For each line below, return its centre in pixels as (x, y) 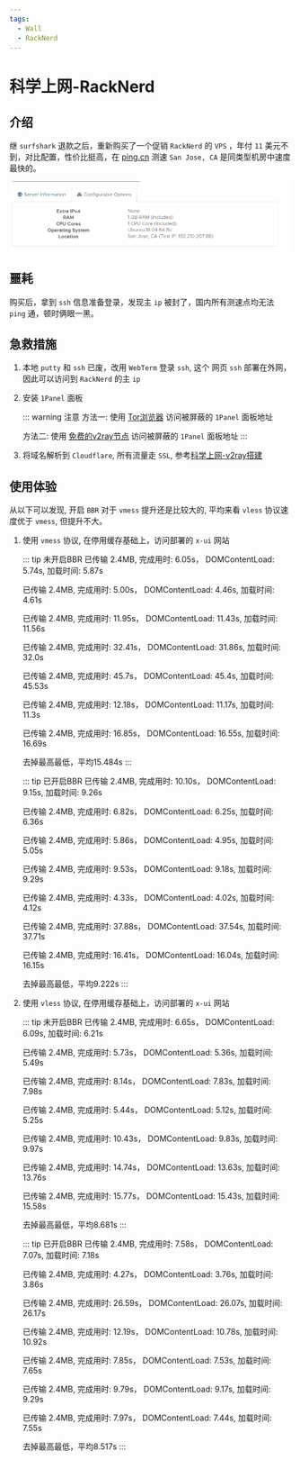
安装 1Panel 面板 (53, 398)
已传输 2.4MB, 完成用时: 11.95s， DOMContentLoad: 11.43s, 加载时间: (150, 619)
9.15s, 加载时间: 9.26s (62, 793)
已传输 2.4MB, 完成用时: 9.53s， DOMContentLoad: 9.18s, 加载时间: (147, 869)
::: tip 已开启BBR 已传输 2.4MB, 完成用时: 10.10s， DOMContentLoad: (149, 781)
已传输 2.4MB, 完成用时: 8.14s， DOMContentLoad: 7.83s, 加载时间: (146, 1082)
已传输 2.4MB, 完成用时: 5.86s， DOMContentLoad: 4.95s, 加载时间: (148, 840)
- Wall (30, 28)
